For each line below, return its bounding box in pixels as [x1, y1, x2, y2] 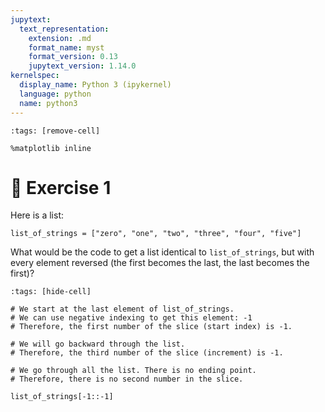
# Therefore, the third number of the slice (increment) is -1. [10, 348, 284, 358]
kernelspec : [10, 71, 60, 81]
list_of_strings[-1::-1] [10, 392, 114, 402]
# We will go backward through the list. [10, 339, 186, 350]
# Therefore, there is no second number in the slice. [10, 374, 244, 385]
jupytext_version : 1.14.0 [28, 61, 137, 71]
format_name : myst [28, 42, 105, 53]
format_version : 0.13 [28, 52, 118, 62]
